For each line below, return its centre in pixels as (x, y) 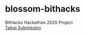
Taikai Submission (23, 27)
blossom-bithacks (43, 9)
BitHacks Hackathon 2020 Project (39, 22)
